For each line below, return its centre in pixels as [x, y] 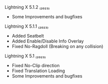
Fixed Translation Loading [38, 71]
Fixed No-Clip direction [36, 65]
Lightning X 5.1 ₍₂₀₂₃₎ [25, 56]
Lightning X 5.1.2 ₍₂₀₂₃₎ [27, 7]
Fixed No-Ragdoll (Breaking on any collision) [57, 46]
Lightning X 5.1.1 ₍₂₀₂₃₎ [27, 26]
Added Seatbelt [28, 36]
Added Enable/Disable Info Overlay [48, 41]
